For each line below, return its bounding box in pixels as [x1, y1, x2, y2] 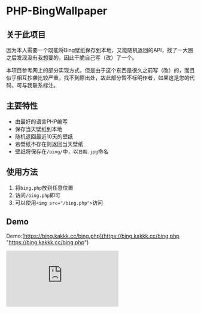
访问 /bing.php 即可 [14, 192, 61, 199]
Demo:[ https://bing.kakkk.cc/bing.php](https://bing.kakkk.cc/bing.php [6, 232, 179, 240]
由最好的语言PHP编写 [14, 118, 68, 125]
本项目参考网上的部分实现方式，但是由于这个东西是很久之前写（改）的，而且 [6, 67, 195, 74]
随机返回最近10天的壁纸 [14, 133, 74, 140]
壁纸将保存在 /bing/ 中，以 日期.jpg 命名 [14, 148, 109, 155]
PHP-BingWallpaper [6, 4, 108, 18]
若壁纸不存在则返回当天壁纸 [14, 140, 84, 147]
